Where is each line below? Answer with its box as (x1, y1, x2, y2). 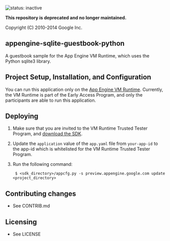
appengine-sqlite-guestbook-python (5, 39, 125, 48)
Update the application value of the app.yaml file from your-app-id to (12, 140, 158, 147)
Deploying (5, 112, 39, 120)
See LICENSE (12, 231, 41, 237)
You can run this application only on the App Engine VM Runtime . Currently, (5, 86, 163, 93)
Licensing (5, 218, 37, 226)
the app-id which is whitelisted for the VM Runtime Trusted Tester (12, 146, 151, 152)
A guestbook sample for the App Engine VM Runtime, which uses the (5, 52, 150, 58)
